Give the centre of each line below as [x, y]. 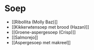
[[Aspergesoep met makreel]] [41, 42]
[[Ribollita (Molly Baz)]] [34, 22]
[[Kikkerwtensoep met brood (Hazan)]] [50, 27]
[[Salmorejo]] [25, 37]
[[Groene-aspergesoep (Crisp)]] [44, 32]
